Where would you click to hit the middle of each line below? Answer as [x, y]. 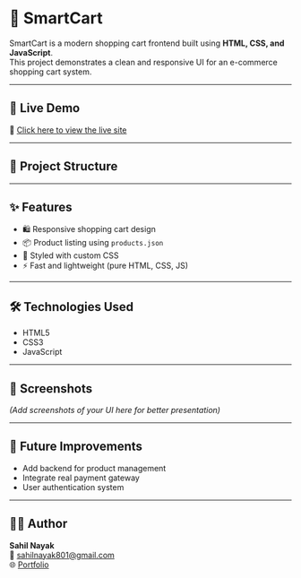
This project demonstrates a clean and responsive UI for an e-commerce [143, 62]
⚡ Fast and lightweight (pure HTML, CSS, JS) [105, 266]
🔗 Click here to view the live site [68, 130]
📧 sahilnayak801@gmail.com [62, 555]
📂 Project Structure [64, 166]
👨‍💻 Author [39, 524]
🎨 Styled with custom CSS [70, 255]
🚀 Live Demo [45, 108]
